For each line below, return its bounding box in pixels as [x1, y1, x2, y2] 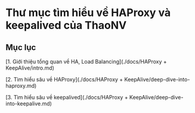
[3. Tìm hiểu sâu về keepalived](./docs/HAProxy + [5, 94, 129, 101]
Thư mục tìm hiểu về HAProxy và [5, 6, 171, 20]
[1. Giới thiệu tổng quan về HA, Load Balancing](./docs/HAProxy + [5, 58, 168, 65]
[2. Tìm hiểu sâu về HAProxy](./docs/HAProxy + [5, 76, 123, 83]
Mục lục [5, 42, 36, 52]
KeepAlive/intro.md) [5, 64, 55, 71]
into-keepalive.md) [5, 100, 52, 107]
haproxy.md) [5, 82, 37, 89]
